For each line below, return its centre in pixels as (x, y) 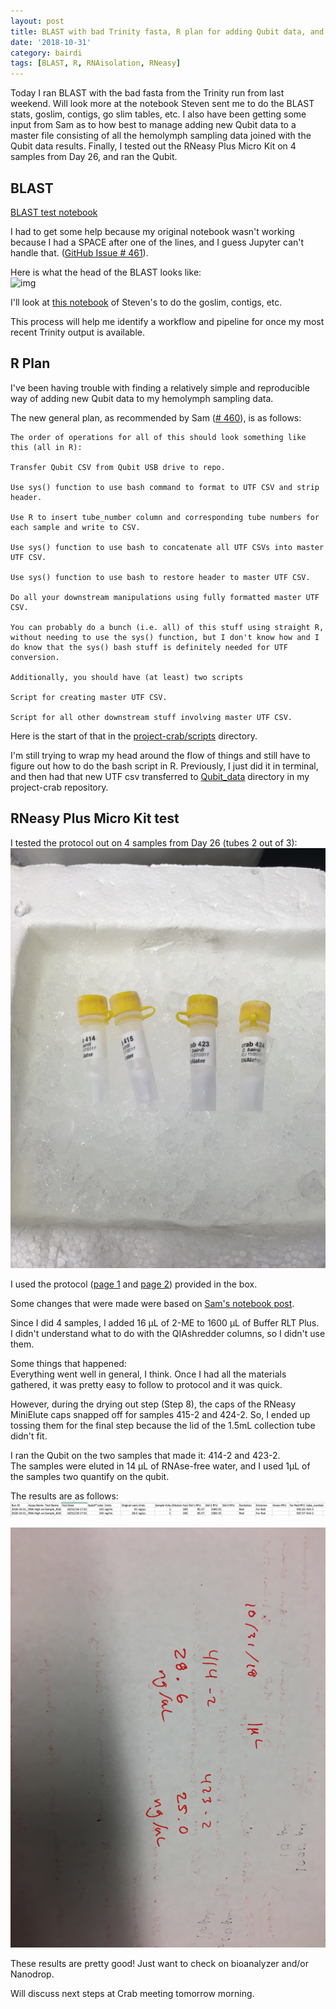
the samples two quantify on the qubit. (90, 1476)
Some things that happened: (68, 1363)
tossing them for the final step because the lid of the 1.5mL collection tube (163, 1425)
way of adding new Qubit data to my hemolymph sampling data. (142, 398)
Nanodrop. (32, 1974)
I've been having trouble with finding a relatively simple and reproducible (160, 387)
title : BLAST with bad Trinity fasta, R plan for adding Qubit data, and (167, 31)
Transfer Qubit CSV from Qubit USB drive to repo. (118, 467)
